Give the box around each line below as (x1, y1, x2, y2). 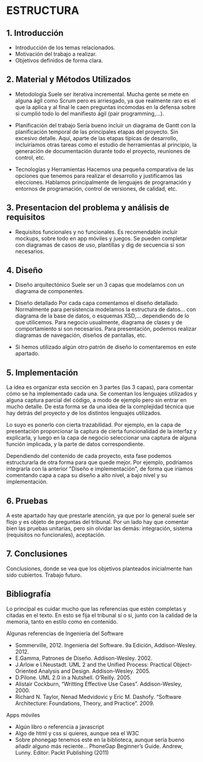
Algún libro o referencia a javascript (15, 723, 104, 730)
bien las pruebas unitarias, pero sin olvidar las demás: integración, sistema (6, 525, 193, 532)
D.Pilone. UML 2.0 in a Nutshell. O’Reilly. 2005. (15, 673, 131, 681)
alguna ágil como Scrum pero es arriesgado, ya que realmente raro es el (15, 97, 196, 104)
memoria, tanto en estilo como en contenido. (6, 617, 118, 625)
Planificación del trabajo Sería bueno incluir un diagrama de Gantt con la (15, 121, 196, 129)
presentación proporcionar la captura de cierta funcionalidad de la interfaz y (6, 427, 197, 435)
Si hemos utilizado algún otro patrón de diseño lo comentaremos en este (15, 344, 197, 351)
